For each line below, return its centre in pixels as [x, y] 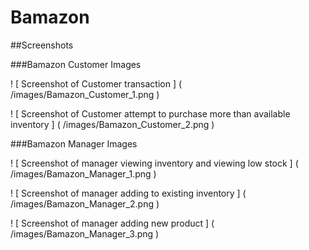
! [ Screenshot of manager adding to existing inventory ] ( [128, 193]
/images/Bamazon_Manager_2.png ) [85, 203]
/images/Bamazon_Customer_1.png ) [85, 94]
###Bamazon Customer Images [76, 64]
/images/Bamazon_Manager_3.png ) [85, 233]
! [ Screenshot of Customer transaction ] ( [96, 83]
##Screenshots [42, 45]
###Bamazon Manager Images [74, 143]
